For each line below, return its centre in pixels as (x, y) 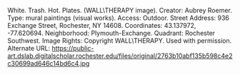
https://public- (73, 48)
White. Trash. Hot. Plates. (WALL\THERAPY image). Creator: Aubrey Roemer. (120, 10)
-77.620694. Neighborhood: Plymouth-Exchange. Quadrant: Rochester (111, 33)
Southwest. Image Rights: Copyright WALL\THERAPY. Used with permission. (120, 41)
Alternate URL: (29, 48)
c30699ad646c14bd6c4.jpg (49, 63)
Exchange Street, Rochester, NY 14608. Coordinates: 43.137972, (102, 25)
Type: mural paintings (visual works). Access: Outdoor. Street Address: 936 (119, 18)
